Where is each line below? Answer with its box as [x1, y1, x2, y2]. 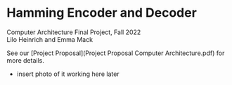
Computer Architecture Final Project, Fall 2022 [6, 28, 141, 36]
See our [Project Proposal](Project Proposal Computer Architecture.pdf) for [6, 49, 225, 57]
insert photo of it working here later [16, 70, 120, 78]
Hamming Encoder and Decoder [6, 5, 198, 21]
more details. [6, 56, 45, 64]
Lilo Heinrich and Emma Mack [6, 35, 93, 43]
